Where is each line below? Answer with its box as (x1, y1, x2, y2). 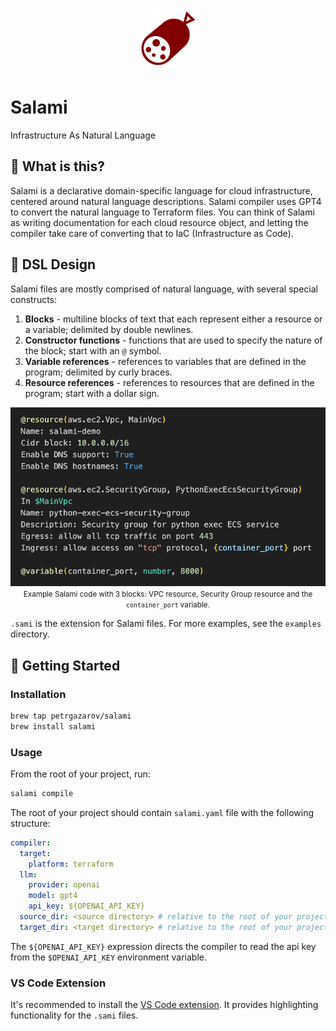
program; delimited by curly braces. (24, 366, 173, 378)
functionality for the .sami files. (10, 1009, 139, 1022)
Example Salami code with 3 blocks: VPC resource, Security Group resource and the (23, 589, 313, 600)
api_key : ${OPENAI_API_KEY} (28, 901, 145, 912)
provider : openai (28, 880, 101, 890)
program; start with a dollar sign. (24, 387, 160, 399)
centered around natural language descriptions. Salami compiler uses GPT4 (10, 195, 322, 207)
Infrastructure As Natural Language (10, 129, 157, 141)
